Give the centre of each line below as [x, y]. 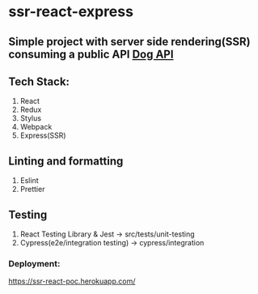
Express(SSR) [43, 135]
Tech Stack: [39, 81]
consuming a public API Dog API [91, 54]
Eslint [29, 181]
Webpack [36, 127]
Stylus [31, 118]
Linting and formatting [66, 161]
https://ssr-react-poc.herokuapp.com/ [72, 281]
